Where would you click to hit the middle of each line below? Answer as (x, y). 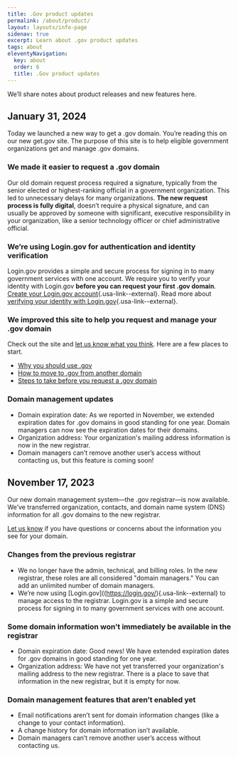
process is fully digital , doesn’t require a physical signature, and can (108, 205)
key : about (30, 61)
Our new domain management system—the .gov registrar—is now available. (118, 500)
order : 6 (27, 67)
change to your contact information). (71, 723)
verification (28, 255)
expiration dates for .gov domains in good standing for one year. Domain (124, 422)
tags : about (25, 47)
